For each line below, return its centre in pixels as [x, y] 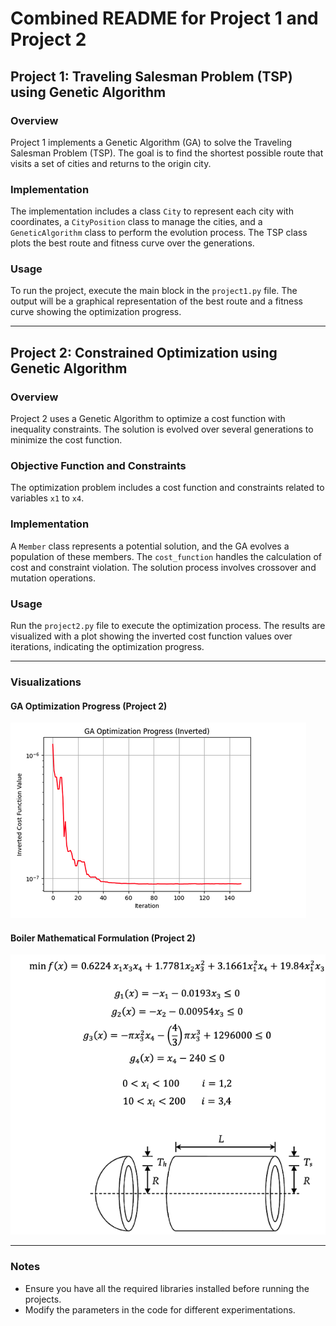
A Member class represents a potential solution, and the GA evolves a [150, 546]
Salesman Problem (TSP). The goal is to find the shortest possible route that [167, 153]
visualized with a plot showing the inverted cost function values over [151, 636]
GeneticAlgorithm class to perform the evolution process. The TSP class [159, 233]
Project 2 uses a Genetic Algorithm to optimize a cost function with [148, 419]
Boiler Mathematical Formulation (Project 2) [103, 938]
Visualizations [46, 682]
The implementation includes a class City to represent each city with [152, 211]
